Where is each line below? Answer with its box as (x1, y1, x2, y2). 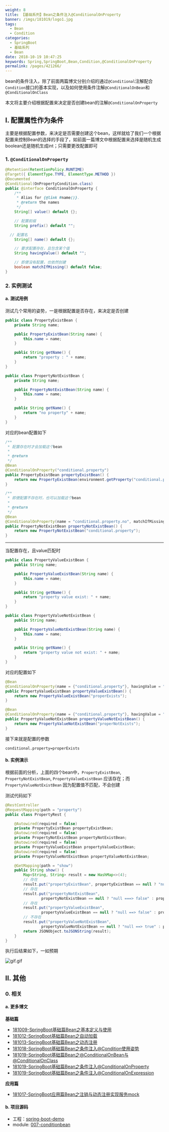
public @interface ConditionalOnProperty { (5, 186, 98, 191)
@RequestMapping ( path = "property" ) (5, 807, 82, 813)
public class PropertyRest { (5, 812, 66, 817)
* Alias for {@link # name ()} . (16, 195, 80, 200)
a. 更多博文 (5, 1004, 28, 1010)
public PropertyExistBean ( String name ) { (14, 332, 102, 337)
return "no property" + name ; (23, 410, 87, 415)
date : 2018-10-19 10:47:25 (5, 54, 62, 60)
